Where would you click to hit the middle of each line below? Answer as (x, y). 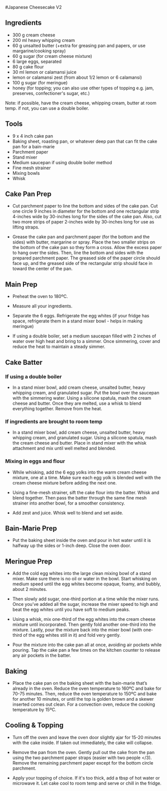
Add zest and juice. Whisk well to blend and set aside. (68, 513)
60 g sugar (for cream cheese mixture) (52, 56)
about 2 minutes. (30, 589)
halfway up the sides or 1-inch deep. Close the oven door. (72, 545)
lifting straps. (26, 227)
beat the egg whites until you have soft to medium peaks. (71, 610)
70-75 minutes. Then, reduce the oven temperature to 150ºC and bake (84, 694)
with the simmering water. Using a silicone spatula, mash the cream (82, 398)
